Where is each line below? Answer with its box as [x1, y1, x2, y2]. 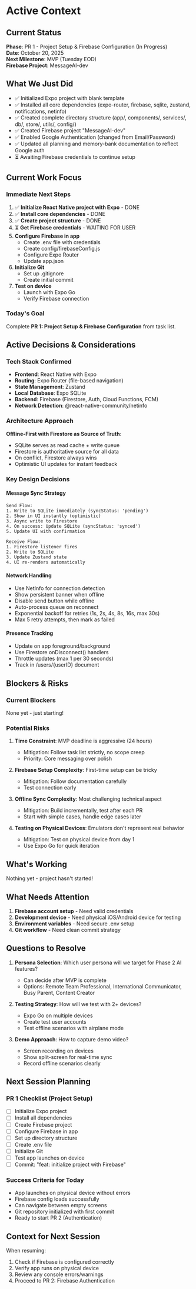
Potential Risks [6, 724, 50, 732]
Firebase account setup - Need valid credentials [14, 907, 134, 914]
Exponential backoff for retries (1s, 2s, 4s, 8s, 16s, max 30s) [14, 610, 160, 617]
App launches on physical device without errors [14, 1190, 131, 1197]
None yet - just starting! [6, 710, 64, 716]
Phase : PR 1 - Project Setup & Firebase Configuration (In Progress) [6, 43, 168, 50]
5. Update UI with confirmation [6, 528, 85, 534]
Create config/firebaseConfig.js [23, 245, 101, 252]
